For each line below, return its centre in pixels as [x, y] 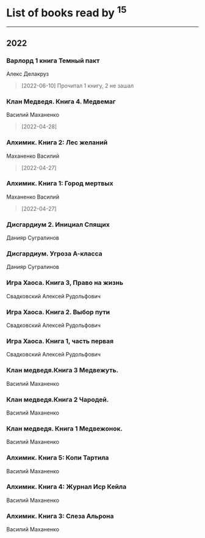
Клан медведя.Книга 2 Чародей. [58, 399]
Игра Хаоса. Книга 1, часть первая [60, 341]
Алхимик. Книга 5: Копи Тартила [58, 458]
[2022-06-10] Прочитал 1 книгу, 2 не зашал [77, 86]
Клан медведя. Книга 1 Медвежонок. [65, 429]
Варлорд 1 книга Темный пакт [53, 61]
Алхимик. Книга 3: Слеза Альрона [60, 516]
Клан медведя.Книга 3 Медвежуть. [63, 370]
